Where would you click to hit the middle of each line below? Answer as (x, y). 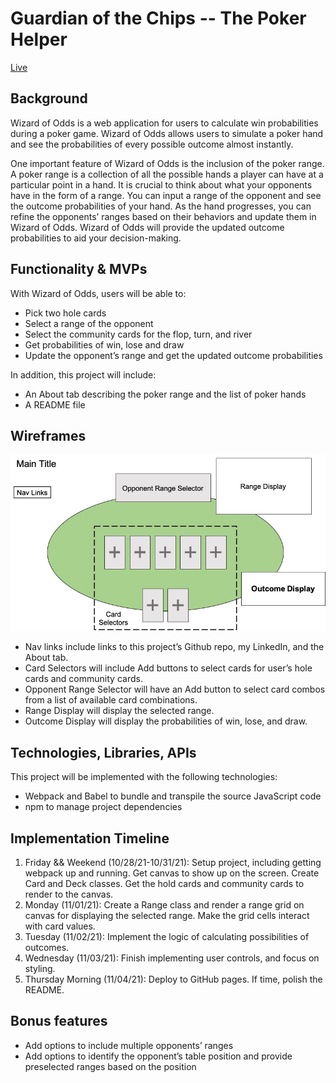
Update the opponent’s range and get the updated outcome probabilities (173, 355)
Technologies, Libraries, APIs (103, 752)
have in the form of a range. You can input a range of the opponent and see (166, 195)
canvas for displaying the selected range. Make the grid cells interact (167, 915)
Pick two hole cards (65, 313)
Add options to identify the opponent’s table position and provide (158, 1056)
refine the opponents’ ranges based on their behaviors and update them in (163, 216)
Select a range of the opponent (89, 323)
